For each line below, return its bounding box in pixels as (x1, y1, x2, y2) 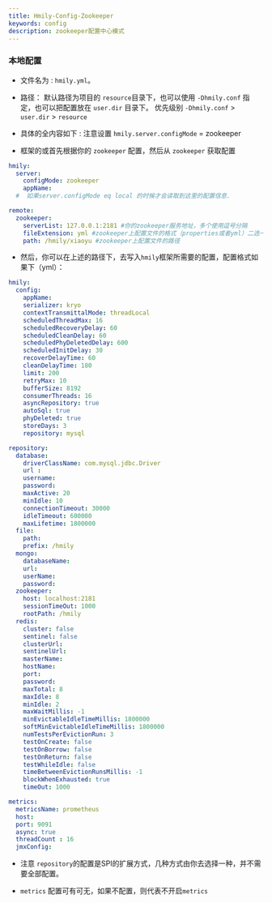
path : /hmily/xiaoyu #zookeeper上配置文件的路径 (23, 237, 181, 245)
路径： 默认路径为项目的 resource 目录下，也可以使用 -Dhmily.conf (19, 92, 241, 102)
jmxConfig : (15, 843, 53, 851)
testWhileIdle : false (23, 760, 96, 768)
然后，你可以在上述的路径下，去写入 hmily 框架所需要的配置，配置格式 (19, 252, 252, 262)
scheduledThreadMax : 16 (23, 316, 104, 324)
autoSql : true (23, 407, 70, 415)
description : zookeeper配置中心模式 (8, 27, 125, 35)
